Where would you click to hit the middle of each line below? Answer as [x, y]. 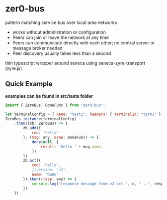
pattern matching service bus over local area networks [61, 22]
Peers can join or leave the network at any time [61, 37]
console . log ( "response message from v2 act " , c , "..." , [92, 184]
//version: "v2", [50, 170]
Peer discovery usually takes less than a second [62, 53]
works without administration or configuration [59, 32]
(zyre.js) [14, 68]
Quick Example [29, 84]
